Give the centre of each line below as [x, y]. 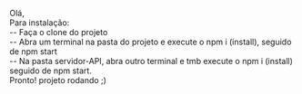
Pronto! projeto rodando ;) [58, 80]
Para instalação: [40, 23]
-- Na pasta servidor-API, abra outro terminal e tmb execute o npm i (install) [151, 61]
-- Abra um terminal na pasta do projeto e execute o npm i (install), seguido [151, 42]
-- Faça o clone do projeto [59, 32]
